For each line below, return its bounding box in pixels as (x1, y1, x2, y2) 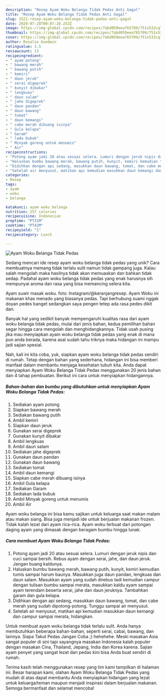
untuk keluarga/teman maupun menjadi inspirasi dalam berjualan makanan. (5, 680, 158, 686)
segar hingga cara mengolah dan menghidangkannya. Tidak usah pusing (5, 326, 154, 332)
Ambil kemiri (12, 417, 38, 423)
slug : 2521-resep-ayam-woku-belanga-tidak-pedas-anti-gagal (5, 16, 132, 21)
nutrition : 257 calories (5, 209, 57, 214)
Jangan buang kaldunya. (12, 561, 63, 566)
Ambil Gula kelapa (12, 480, 50, 486)
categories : (5, 173, 30, 178)
